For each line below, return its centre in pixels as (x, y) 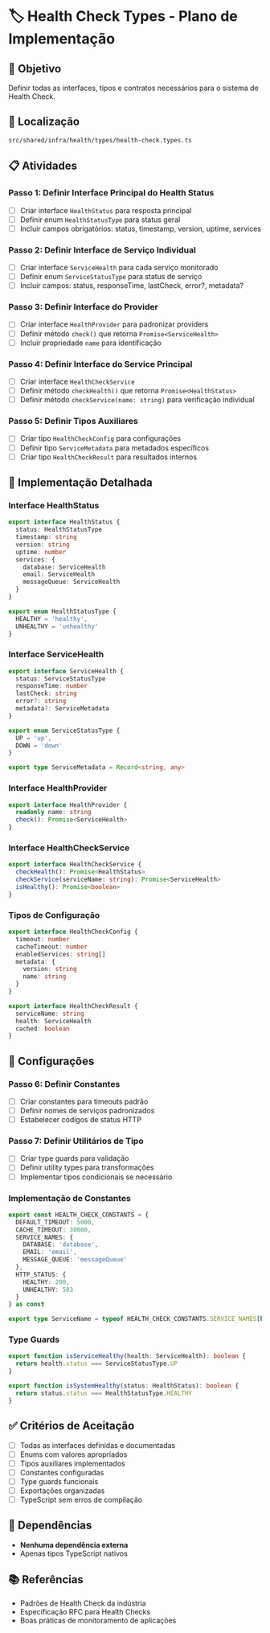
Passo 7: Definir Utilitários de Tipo (76, 1141)
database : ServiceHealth (64, 567)
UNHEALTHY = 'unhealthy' (57, 626)
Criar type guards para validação (74, 1158)
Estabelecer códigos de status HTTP (81, 1120)
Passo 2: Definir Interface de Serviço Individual (102, 249)
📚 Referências (46, 1580)
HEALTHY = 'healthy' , (52, 619)
